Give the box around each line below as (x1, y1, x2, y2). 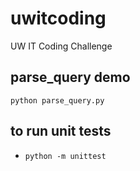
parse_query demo (10, 69, 131, 86)
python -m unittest (24, 151, 107, 161)
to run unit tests (10, 123, 112, 140)
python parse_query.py (10, 95, 105, 106)
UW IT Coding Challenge (10, 40, 113, 52)
